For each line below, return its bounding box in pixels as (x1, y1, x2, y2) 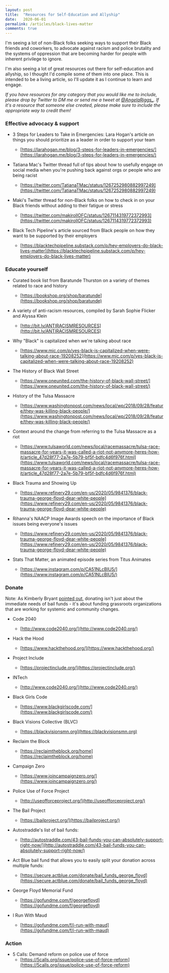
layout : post (5, 7, 33, 13)
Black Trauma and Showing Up (12, 480, 77, 486)
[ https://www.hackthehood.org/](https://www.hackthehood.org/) (20, 645, 154, 651)
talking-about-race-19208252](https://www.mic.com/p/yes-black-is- (20, 353, 163, 359)
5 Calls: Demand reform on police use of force (12, 951, 109, 957)
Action (5, 940, 22, 947)
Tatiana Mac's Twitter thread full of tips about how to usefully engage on (12, 162, 163, 168)
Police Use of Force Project (12, 788, 69, 794)
